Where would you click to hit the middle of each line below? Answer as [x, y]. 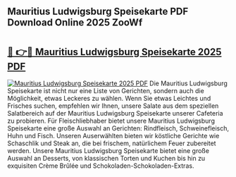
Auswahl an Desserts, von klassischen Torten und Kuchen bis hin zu [106, 158]
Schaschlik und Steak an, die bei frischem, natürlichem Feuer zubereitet [112, 143]
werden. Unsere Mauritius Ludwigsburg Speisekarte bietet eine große [108, 151]
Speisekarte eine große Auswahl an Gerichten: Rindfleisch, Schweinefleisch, [118, 128]
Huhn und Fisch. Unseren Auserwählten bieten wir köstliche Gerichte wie [113, 136]
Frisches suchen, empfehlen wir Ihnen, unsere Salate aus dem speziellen [113, 106]
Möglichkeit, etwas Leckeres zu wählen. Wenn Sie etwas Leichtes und [109, 98]
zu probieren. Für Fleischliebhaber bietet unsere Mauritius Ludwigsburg [111, 121]
